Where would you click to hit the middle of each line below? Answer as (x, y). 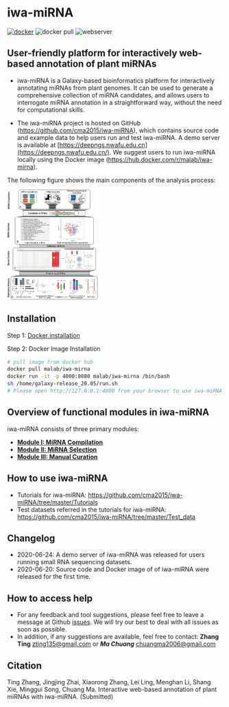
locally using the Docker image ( (62, 159)
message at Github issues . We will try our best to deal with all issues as (118, 622)
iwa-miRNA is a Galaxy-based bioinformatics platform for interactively (116, 80)
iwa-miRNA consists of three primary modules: (73, 429)
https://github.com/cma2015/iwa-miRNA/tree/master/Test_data (106, 517)
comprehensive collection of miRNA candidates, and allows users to (113, 95)
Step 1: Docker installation (44, 335)
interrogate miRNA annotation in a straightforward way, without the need (119, 102)
